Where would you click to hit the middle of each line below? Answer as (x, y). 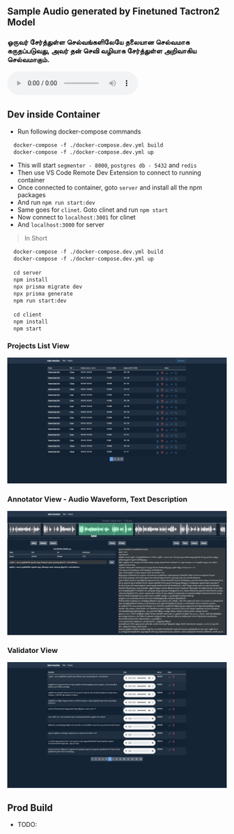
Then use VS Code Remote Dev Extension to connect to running (109, 172)
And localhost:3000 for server (61, 224)
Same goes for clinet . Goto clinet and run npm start (93, 210)
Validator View (32, 651)
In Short (36, 238)
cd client (28, 315)
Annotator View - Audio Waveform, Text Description (97, 499)
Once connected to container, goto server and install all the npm (110, 187)
